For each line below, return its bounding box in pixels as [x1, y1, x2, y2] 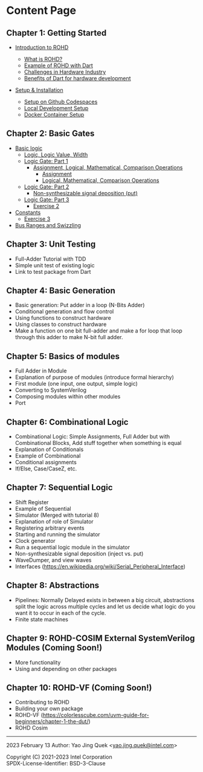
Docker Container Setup [24, 111, 85, 118]
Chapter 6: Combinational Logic [6, 417, 129, 427]
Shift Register [14, 498, 49, 505]
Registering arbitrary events [14, 524, 85, 531]
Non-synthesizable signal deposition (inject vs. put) [14, 550, 144, 557]
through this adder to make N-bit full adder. [14, 334, 123, 341]
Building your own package [14, 705, 83, 712]
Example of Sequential [14, 505, 71, 512]
